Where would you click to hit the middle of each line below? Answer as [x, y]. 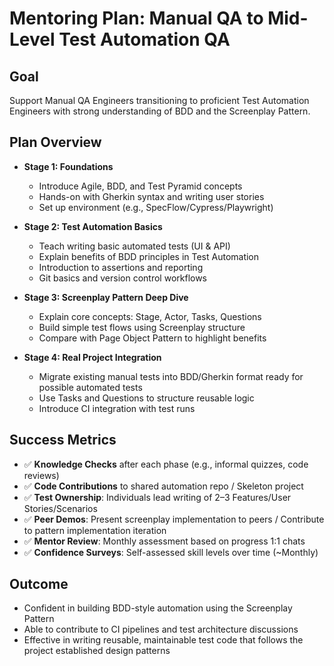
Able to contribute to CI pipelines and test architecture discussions [161, 629]
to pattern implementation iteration [95, 530]
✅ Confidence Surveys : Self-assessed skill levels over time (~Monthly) [171, 552]
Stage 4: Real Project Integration [92, 357]
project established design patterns [97, 651]
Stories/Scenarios [60, 508]
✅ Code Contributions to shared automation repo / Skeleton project [163, 486]
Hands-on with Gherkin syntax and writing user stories [151, 196]
